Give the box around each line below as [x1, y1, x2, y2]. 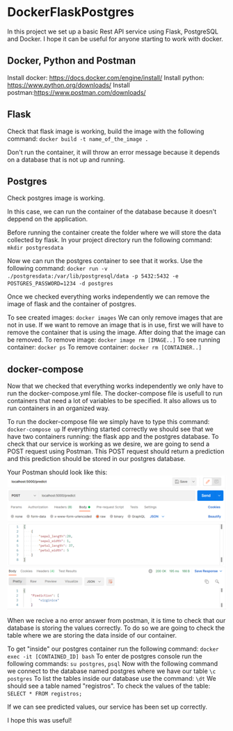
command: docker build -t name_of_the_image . [7, 134, 149, 143]
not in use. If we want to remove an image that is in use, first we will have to [7, 321, 224, 329]
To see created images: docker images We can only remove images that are [7, 313, 223, 322]
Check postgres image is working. [7, 194, 106, 202]
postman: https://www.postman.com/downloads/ [7, 88, 146, 96]
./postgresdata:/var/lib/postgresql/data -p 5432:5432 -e [7, 273, 179, 280]
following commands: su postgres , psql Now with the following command [7, 660, 218, 668]
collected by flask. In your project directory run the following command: [7, 236, 212, 244]
